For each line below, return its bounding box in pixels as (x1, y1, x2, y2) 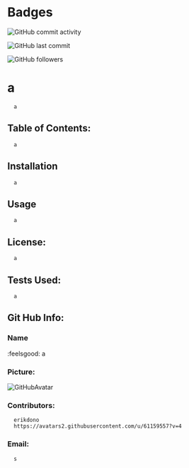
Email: (7, 439, 30, 449)
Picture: (7, 367, 35, 377)
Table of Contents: (7, 122, 91, 134)
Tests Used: (7, 274, 62, 286)
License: (7, 236, 46, 248)
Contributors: (7, 400, 55, 410)
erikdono (13, 416, 40, 424)
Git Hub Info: (7, 312, 64, 324)
